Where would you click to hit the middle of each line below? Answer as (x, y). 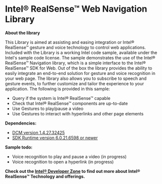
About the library (23, 33)
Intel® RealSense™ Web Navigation (76, 9)
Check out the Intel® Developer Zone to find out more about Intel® (73, 171)
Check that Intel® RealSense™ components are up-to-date (70, 103)
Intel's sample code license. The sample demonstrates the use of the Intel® (80, 57)
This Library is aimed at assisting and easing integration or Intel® (70, 42)
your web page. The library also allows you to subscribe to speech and (76, 78)
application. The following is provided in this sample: (57, 89)
